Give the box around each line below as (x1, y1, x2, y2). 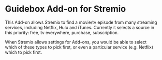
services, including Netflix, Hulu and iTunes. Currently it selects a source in (5, 24, 155, 30)
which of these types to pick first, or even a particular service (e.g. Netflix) (5, 44, 154, 50)
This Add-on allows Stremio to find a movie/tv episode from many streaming (5, 19, 157, 25)
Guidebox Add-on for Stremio (5, 3, 126, 15)
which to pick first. (5, 49, 42, 55)
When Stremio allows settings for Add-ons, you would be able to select (5, 39, 147, 45)
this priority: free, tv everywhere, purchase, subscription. (5, 30, 119, 35)
